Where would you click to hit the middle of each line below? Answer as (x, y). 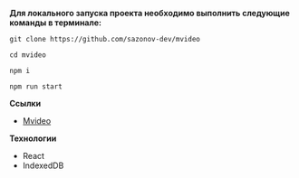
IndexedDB (43, 165)
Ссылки (25, 103)
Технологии (33, 138)
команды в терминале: (56, 23)
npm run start (36, 87)
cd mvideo (28, 55)
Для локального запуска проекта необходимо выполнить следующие (149, 13)
